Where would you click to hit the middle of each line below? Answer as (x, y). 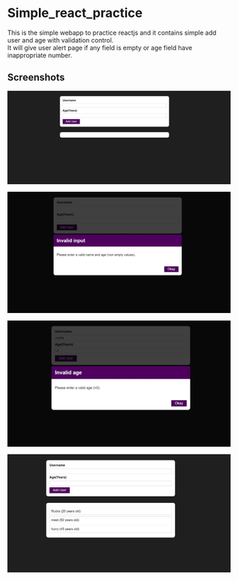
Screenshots (36, 78)
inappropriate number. (40, 55)
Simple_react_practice (75, 13)
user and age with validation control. (61, 40)
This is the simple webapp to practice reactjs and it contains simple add (112, 33)
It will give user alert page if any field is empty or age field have (100, 47)
